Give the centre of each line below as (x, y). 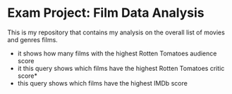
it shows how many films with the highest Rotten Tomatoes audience (117, 53)
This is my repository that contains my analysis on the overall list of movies (116, 32)
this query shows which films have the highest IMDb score (103, 83)
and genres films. (32, 39)
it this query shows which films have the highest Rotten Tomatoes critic (121, 68)
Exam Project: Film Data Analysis (106, 13)
